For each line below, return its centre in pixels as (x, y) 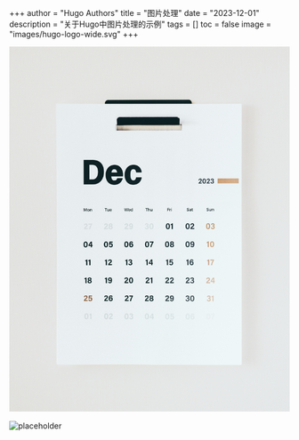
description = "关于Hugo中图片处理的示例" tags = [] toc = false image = (140, 24)
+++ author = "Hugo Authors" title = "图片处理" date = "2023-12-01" (134, 13)
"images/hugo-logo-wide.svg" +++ (74, 34)
